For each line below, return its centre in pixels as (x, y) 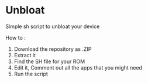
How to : (16, 37)
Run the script (31, 74)
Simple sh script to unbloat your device (53, 26)
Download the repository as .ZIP (53, 49)
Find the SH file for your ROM (49, 61)
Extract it (25, 55)
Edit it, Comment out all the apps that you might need (78, 67)
